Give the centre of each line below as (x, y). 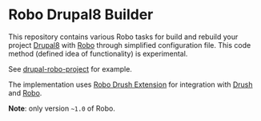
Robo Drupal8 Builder (81, 15)
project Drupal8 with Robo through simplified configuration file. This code (130, 45)
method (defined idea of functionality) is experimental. (98, 53)
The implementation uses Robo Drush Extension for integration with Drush (130, 84)
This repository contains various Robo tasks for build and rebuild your (123, 37)
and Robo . (25, 92)
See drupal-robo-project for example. (70, 68)
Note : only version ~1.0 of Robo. (62, 108)
